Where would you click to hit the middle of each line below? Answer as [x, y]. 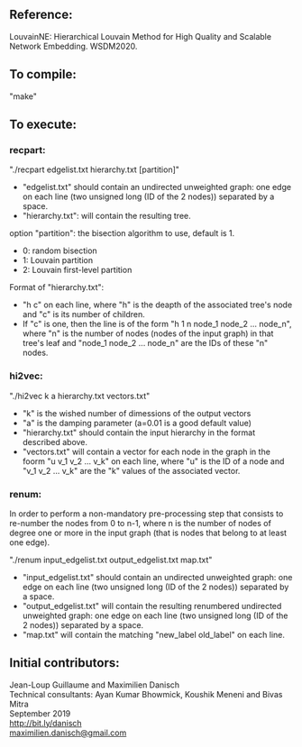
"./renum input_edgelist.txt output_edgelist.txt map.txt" [111, 560]
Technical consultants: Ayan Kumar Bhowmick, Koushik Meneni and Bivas [146, 694]
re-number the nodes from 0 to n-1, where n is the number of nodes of [141, 523]
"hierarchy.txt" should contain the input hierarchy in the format [139, 433]
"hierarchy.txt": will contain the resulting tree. [106, 216]
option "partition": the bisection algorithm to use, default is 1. [122, 233]
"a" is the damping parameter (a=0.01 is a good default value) [137, 423]
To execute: [43, 125]
